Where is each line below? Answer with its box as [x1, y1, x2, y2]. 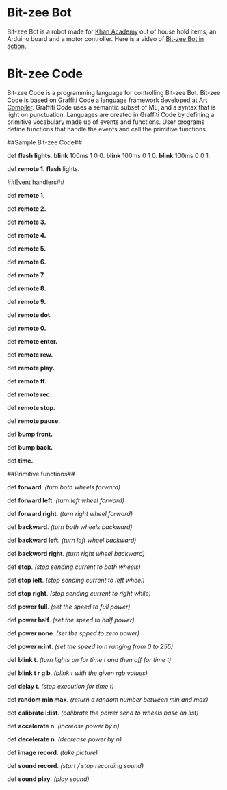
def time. [7, 457, 34, 465]
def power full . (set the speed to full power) [7, 602, 131, 611]
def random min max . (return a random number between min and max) [7, 695, 209, 703]
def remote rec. [7, 390, 53, 398]
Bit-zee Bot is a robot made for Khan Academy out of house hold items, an [7, 27, 217, 36]
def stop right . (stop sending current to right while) [7, 589, 152, 597]
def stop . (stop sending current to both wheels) [7, 563, 142, 571]
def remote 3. [7, 218, 46, 226]
